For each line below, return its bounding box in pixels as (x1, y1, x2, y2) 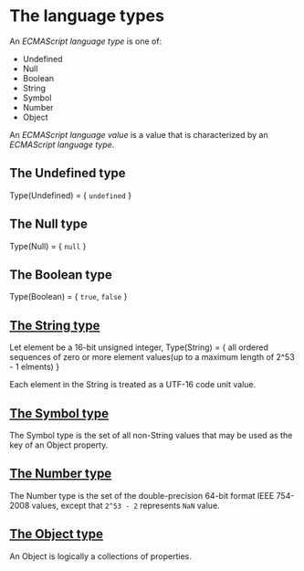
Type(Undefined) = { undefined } (9, 189, 132, 201)
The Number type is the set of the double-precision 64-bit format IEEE (9, 490, 275, 501)
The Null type (9, 217, 89, 232)
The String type (9, 317, 100, 333)
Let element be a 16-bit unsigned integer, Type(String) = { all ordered (9, 342, 269, 353)
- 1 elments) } (9, 362, 60, 373)
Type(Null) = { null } (9, 240, 87, 251)
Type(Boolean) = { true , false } (9, 291, 128, 302)
